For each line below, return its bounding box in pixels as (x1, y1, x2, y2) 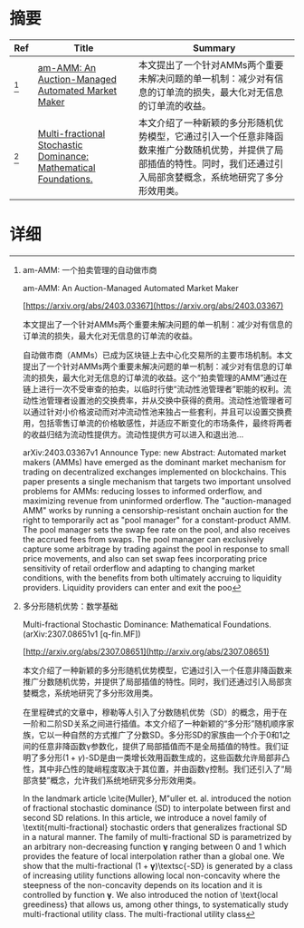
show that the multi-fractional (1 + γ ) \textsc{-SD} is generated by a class (22, 860, 293, 871)
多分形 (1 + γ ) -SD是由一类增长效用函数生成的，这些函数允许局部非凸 (38, 752, 290, 763)
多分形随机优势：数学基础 (22, 601, 119, 611)
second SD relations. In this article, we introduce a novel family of (22, 812, 267, 823)
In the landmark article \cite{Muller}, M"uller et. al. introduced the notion (22, 793, 291, 804)
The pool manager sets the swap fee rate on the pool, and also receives (22, 523, 291, 535)
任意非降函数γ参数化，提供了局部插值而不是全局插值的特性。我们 (38, 740, 281, 751)
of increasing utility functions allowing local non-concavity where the (22, 870, 280, 881)
